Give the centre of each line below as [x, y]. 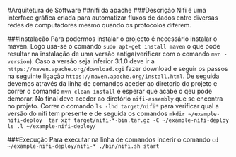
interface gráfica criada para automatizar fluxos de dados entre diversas [113, 18]
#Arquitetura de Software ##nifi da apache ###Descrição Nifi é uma [107, 10]
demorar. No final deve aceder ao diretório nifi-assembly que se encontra [115, 99]
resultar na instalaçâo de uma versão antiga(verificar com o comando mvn [114, 54]
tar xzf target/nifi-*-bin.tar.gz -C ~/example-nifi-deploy [139, 120]
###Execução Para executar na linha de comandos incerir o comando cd [113, 139]
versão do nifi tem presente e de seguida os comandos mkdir [96, 113]
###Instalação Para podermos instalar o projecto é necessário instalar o [112, 39]
